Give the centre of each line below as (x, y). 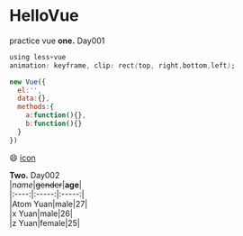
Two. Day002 (35, 175)
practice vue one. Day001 (57, 41)
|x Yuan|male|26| (41, 213)
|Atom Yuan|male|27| (49, 204)
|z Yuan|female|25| (45, 222)
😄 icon (22, 158)
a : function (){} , (56, 115)
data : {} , (34, 99)
